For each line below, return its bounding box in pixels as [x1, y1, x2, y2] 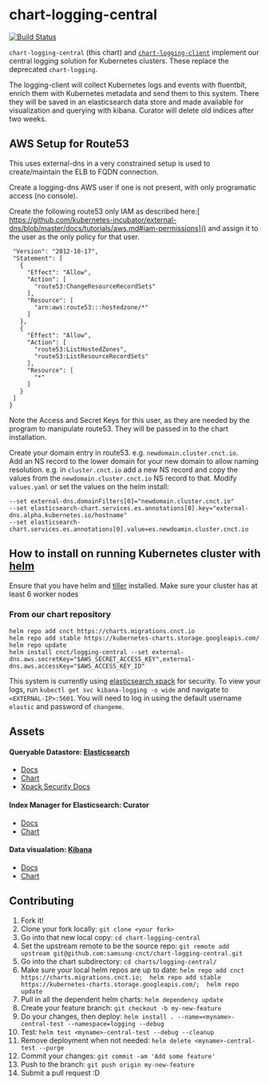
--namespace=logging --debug [67, 1019, 164, 1028]
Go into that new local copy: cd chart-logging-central [20, 932, 201, 942]
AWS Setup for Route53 [9, 138, 130, 151]
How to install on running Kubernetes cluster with [9, 547, 262, 560]
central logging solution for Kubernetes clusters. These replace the [9, 56, 230, 66]
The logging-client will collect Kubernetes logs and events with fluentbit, [9, 80, 247, 90]
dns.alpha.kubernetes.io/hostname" [9, 511, 128, 519]
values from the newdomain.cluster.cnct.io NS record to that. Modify [9, 473, 238, 483]
